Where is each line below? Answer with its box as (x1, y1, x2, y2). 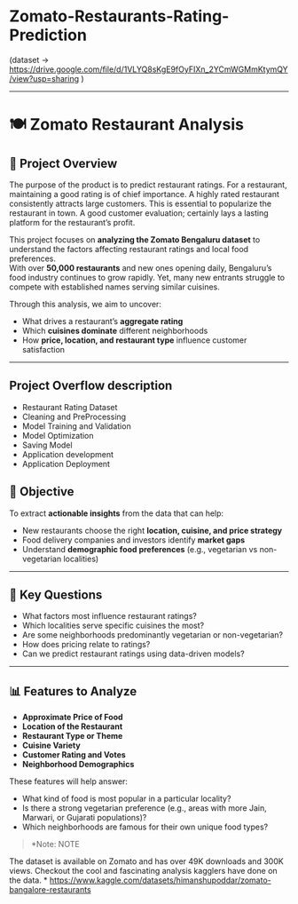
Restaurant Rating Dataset (21, 401, 118, 412)
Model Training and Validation (21, 420, 131, 432)
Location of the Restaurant (21, 721, 123, 732)
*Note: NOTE (30, 839, 80, 850)
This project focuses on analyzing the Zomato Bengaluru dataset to (9, 234, 261, 245)
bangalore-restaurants (9, 884, 91, 895)
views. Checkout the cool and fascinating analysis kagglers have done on (9, 866, 278, 876)
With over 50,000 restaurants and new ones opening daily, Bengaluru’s (9, 262, 272, 273)
